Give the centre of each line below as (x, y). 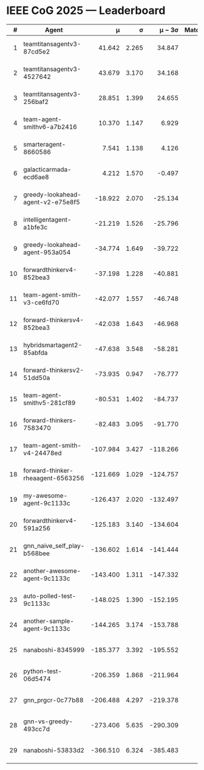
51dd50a (37, 378)
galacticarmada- (47, 169)
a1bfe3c (36, 227)
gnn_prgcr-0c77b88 (53, 700)
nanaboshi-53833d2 (54, 750)
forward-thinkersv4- (53, 320)
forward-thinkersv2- (53, 370)
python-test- (43, 671)
